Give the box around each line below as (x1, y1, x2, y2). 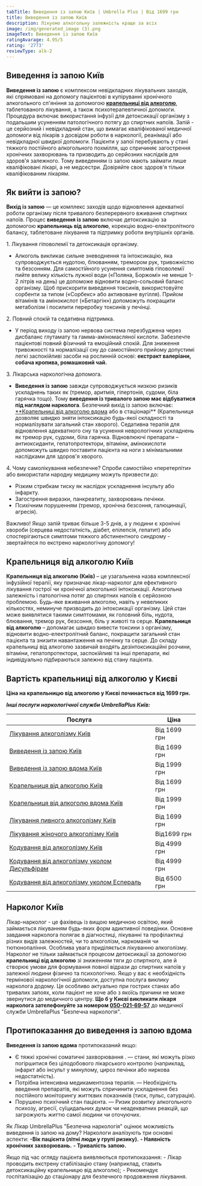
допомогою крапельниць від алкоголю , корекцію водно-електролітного (6, 223, 195, 230)
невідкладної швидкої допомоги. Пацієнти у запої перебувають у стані (6, 138, 188, 145)
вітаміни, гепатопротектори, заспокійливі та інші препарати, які (6, 650, 170, 657)
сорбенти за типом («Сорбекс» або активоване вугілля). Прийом (14, 291, 183, 298)
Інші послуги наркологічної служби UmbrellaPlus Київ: (6, 701, 151, 708)
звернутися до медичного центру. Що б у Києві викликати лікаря (6, 995, 176, 1002)
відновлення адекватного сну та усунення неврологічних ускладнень (14, 427, 194, 434)
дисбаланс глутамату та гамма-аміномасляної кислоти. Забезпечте (14, 333, 191, 341)
